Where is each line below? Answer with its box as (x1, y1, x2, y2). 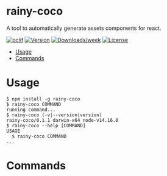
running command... (6, 107, 56, 113)
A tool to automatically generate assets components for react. (6, 24, 162, 32)
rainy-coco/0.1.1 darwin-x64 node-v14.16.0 (6, 117, 119, 123)
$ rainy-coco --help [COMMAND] (6, 122, 86, 128)
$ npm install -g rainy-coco (6, 96, 80, 102)
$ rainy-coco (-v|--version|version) (6, 111, 102, 118)
